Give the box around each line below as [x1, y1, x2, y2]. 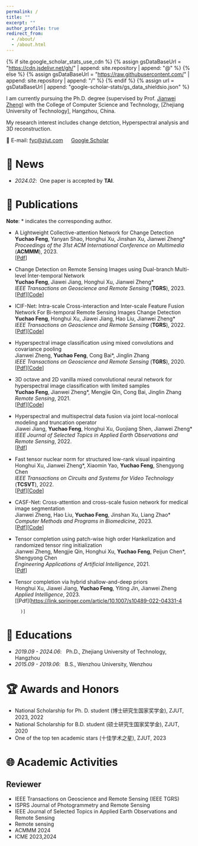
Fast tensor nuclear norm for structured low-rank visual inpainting [14, 455, 176, 463]
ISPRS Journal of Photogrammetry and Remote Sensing [14, 802, 151, 809]
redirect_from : [6, 31, 44, 37]
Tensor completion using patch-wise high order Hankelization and [14, 535, 176, 542]
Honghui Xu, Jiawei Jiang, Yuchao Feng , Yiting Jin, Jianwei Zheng [14, 584, 177, 591]
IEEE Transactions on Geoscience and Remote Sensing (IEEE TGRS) [14, 795, 180, 802]
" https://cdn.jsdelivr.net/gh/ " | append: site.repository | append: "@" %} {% [6, 64, 190, 71]
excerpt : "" [6, 20, 35, 26]
